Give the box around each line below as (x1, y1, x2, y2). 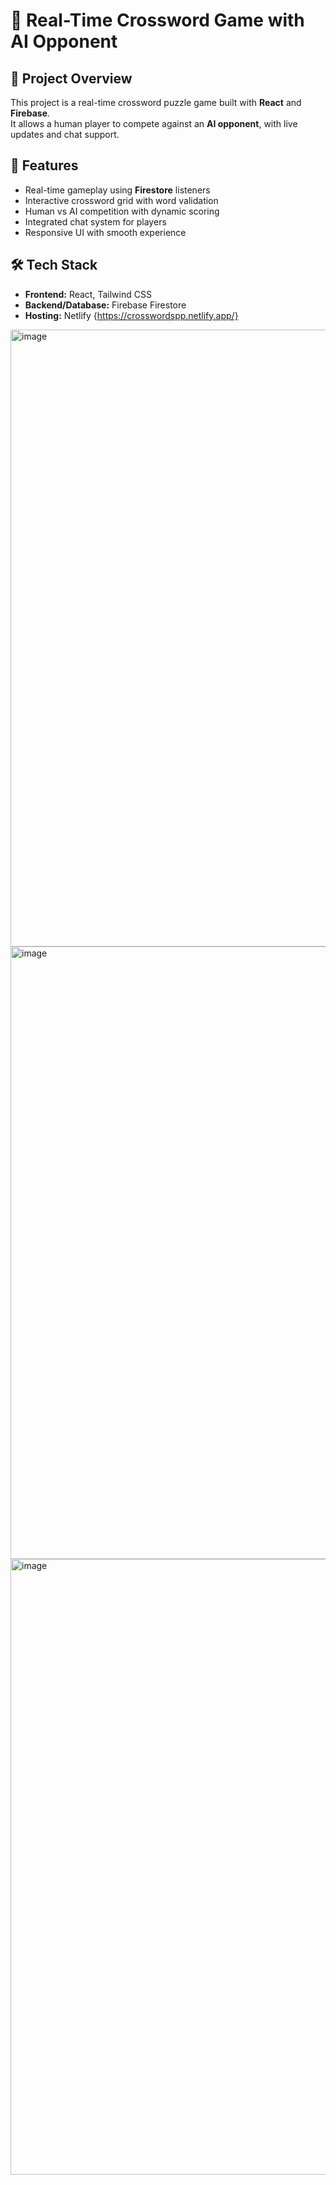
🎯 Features (10, 157, 79, 174)
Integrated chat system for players (24, 215, 167, 228)
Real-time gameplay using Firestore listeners (24, 184, 211, 196)
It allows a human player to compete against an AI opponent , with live (10, 118, 298, 129)
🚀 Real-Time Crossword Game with (10, 9, 305, 32)
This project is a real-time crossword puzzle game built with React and (10, 97, 302, 108)
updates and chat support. (10, 129, 120, 140)
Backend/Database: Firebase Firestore (24, 299, 187, 311)
